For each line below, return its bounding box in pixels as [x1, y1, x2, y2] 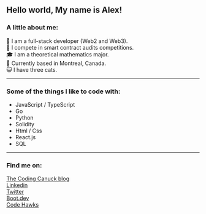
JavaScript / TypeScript [15, 101, 75, 108]
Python [15, 113, 34, 121]
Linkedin [6, 182, 28, 189]
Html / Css [15, 127, 42, 134]
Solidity [15, 120, 35, 128]
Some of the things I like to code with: [6, 87, 121, 96]
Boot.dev [6, 194, 29, 202]
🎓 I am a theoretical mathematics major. [6, 50, 109, 58]
